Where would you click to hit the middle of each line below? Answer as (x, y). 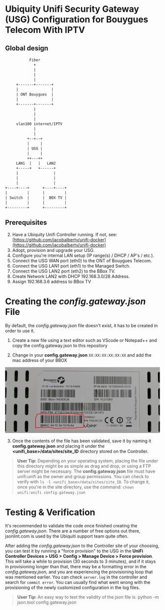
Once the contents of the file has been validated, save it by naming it (82, 441)
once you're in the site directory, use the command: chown (75, 487)
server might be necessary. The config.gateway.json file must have (86, 471)
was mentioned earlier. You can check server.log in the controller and (76, 577)
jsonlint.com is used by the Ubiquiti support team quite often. (67, 536)
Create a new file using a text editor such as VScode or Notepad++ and (84, 340)
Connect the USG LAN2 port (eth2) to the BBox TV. (64, 271)
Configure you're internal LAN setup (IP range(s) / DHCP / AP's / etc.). (83, 255)
